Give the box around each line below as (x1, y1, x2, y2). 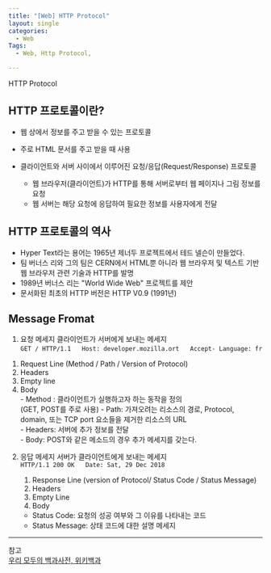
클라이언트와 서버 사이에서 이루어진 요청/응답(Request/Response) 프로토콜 (19, 161, 257, 171)
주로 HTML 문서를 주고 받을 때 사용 (19, 144, 131, 154)
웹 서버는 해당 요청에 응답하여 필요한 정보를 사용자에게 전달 (31, 199, 218, 209)
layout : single (8, 19, 60, 27)
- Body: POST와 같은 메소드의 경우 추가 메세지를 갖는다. (19, 435, 198, 444)
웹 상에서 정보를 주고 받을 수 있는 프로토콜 (19, 127, 152, 137)
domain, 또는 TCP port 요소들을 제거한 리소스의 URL (19, 415, 187, 424)
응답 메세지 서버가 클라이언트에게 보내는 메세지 (19, 452, 167, 461)
